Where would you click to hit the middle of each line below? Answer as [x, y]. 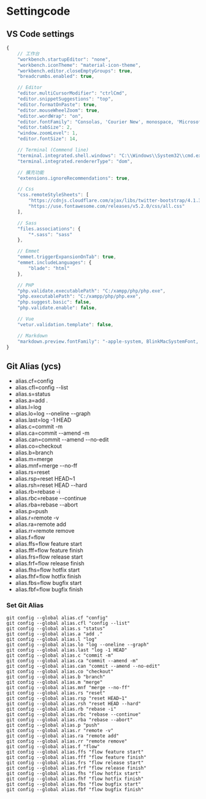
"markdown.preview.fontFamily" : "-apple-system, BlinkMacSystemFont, [108, 342]
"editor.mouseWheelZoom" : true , [59, 110]
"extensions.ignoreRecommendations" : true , [74, 178]
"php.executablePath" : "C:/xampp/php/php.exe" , [79, 296]
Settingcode [38, 11]
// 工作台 [29, 53]
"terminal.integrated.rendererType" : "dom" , [75, 161]
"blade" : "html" [49, 268]
